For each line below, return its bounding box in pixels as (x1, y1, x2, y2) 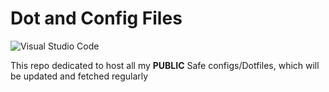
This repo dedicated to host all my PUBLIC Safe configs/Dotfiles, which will (10, 59, 320, 71)
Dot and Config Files (10, 7, 183, 30)
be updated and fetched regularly (10, 70, 149, 82)
